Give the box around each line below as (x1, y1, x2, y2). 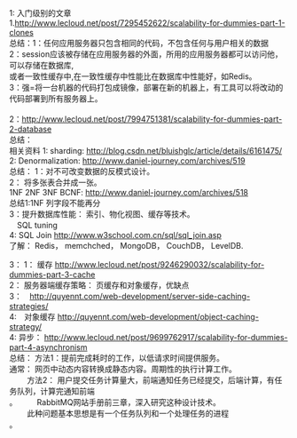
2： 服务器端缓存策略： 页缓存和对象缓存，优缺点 (9, 280, 190, 291)
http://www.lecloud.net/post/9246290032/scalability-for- (54, 259, 265, 269)
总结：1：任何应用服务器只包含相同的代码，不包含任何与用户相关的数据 (9, 38, 269, 48)
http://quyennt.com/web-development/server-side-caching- (29, 291, 251, 301)
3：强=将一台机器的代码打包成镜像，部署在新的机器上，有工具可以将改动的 (9, 83, 284, 92)
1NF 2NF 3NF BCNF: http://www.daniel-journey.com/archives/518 (9, 187, 249, 197)
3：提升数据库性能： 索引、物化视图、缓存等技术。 (9, 209, 195, 219)
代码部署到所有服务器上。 (9, 93, 103, 104)
